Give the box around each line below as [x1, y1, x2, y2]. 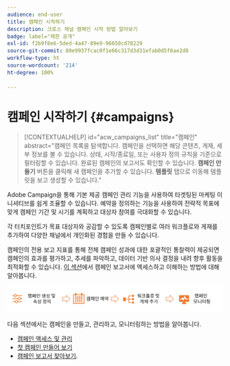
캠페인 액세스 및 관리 [16, 334, 73, 343]
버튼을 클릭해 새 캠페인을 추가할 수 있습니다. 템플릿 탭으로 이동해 [36, 167, 209, 175]
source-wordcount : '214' [7, 62, 78, 69]
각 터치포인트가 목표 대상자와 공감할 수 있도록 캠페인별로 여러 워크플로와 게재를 [7, 222, 218, 230]
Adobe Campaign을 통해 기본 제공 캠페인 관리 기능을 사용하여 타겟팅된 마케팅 [7, 191, 216, 199]
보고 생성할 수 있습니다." [36, 176, 102, 184]
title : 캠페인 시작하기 [7, 18, 65, 25]
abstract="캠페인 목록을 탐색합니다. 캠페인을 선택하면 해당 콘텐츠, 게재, [23, 142, 216, 150]
